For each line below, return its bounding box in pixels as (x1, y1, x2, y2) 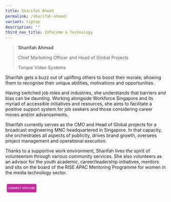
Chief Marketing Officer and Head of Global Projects (17, 54, 129, 61)
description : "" (5, 25, 40, 30)
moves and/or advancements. (5, 112, 68, 118)
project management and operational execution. (5, 138, 107, 144)
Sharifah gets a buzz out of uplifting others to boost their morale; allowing (5, 74, 162, 80)
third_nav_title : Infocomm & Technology (5, 30, 93, 35)
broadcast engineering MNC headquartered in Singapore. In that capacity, (5, 127, 163, 133)
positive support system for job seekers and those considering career (5, 106, 153, 112)
